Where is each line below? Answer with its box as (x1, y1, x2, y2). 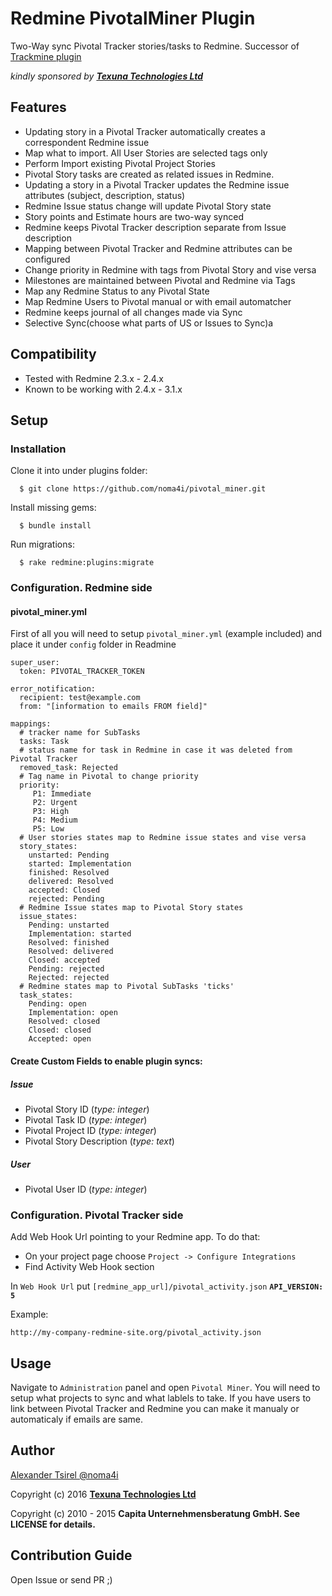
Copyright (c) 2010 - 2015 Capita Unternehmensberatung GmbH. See (10, 1507, 301, 1519)
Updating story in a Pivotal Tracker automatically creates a (24, 125, 266, 137)
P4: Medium (32, 815, 78, 826)
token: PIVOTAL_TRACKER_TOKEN (19, 667, 145, 677)
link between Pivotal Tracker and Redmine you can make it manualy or (10, 1403, 300, 1415)
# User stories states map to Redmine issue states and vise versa (19, 833, 307, 843)
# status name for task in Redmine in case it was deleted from (19, 745, 293, 756)
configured (24, 253, 71, 265)
